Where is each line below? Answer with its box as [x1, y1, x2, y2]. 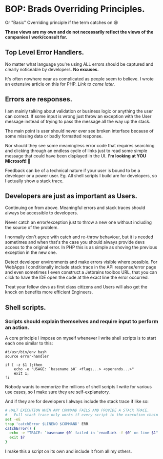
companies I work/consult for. [5, 34, 67, 40]
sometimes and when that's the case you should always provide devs [5, 239, 145, 245]
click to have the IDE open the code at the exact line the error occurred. [5, 274, 149, 281]
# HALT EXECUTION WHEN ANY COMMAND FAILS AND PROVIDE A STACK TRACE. [5, 408, 150, 413]
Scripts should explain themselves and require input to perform [5, 318, 159, 325]
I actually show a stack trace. [5, 178, 64, 184]
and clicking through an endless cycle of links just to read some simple [5, 148, 147, 153]
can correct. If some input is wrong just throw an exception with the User [5, 113, 152, 119]
